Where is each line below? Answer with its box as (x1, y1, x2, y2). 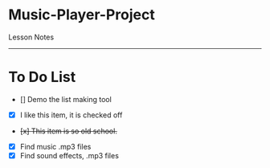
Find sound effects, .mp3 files (19, 151, 119, 160)
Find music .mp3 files (19, 141, 92, 151)
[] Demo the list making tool (19, 94, 112, 104)
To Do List (8, 68, 76, 86)
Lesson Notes (8, 32, 55, 42)
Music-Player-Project (8, 6, 155, 24)
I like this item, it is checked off (19, 110, 123, 120)
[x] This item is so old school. (19, 126, 118, 136)
